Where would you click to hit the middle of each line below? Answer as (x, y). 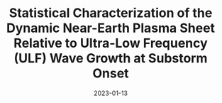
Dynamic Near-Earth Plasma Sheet (111, 28)
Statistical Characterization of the (111, 13)
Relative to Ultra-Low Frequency (111, 43)
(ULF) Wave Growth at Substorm (111, 59)
